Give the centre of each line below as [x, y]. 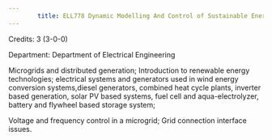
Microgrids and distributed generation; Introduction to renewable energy [129, 70]
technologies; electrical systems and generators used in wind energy [123, 78]
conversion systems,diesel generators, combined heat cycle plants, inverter [135, 87]
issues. [20, 129]
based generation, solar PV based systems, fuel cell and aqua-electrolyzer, [134, 96]
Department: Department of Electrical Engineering [92, 54]
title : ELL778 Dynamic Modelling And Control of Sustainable [143, 16]
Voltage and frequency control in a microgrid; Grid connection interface [127, 120]
